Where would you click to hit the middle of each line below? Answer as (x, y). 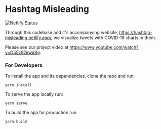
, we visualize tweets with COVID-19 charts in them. (104, 38)
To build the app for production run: (41, 113)
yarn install (19, 85)
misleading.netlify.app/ (28, 38)
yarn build (16, 122)
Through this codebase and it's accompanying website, (62, 32)
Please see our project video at (37, 47)
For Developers (24, 65)
